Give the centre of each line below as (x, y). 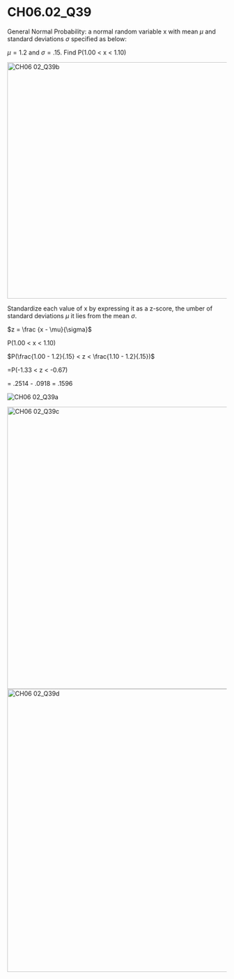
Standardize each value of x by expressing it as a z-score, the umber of (110, 308)
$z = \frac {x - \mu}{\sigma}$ (50, 329)
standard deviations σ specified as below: (67, 38)
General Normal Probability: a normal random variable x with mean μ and (111, 31)
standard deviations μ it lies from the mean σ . (72, 315)
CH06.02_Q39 (49, 12)
